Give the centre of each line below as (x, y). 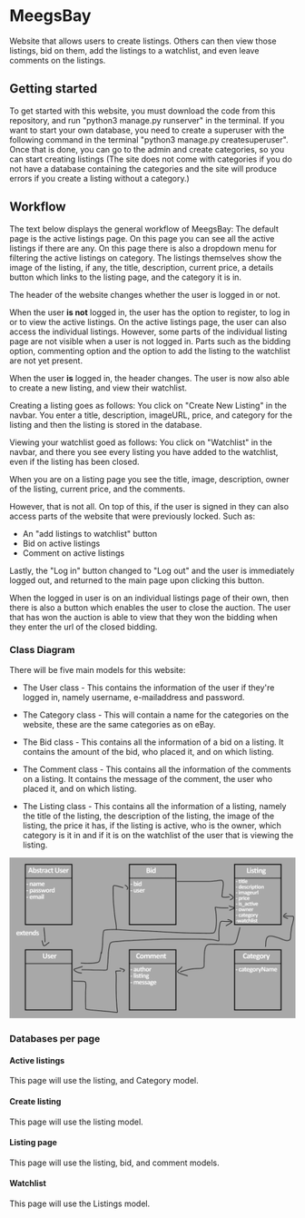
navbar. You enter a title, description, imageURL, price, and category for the (151, 415)
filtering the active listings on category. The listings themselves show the (146, 257)
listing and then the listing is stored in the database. (106, 424)
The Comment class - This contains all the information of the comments (157, 769)
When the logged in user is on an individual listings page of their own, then (149, 598)
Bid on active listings (61, 543)
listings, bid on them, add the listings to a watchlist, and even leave (134, 50)
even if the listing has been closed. (74, 461)
